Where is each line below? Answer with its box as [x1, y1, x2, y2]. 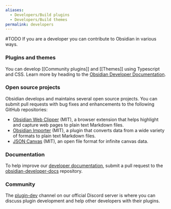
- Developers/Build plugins [10, 12, 70, 17]
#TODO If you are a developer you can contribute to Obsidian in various [5, 36, 157, 42]
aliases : [5, 7, 24, 13]
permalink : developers [5, 22, 54, 27]
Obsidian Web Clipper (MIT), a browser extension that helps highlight [12, 116, 159, 122]
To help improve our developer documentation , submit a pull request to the [5, 162, 163, 169]
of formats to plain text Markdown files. [12, 133, 96, 139]
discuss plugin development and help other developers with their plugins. [5, 198, 160, 204]
